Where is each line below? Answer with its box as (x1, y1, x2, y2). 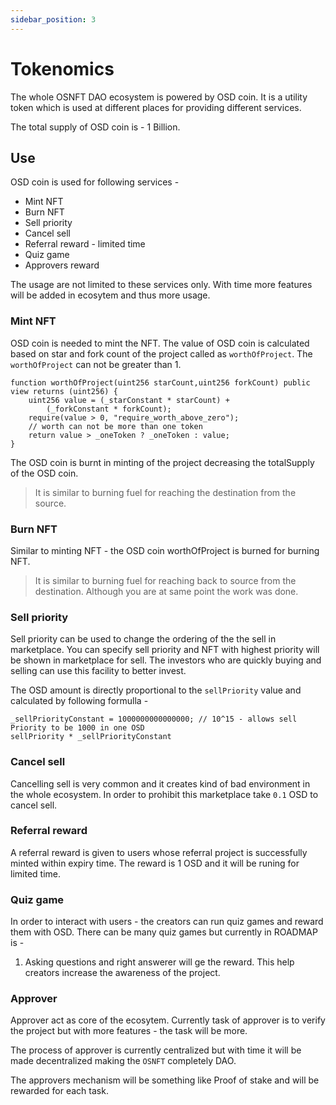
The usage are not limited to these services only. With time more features (10, 279, 313, 291)
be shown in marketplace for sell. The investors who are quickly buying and (10, 654, 322, 666)
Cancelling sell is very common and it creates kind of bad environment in (10, 777, 311, 790)
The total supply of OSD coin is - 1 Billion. (10, 121, 181, 133)
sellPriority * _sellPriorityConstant (10, 732, 172, 742)
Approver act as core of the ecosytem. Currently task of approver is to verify (10, 1014, 326, 1026)
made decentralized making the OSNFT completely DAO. (10, 1055, 237, 1067)
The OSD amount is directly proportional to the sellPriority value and (10, 684, 302, 696)
